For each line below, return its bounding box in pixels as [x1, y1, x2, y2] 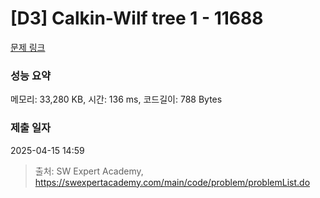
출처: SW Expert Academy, [34, 165, 144, 177]
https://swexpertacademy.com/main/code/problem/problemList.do [34, 176, 311, 188]
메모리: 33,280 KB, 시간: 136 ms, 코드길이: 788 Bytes [10, 93, 223, 106]
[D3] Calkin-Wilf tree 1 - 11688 [10, 7, 264, 30]
